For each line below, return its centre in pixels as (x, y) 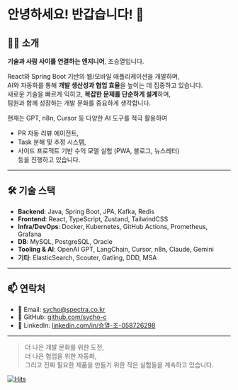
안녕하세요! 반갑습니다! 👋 (76, 15)
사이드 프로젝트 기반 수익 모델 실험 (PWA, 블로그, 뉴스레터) (98, 151)
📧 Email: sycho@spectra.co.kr (61, 309)
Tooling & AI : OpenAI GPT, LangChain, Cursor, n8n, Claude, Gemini (115, 249)
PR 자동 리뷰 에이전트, (48, 133)
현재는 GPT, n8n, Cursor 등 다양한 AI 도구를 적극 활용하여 (87, 118)
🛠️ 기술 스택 (31, 191)
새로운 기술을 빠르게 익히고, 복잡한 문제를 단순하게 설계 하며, (89, 94)
